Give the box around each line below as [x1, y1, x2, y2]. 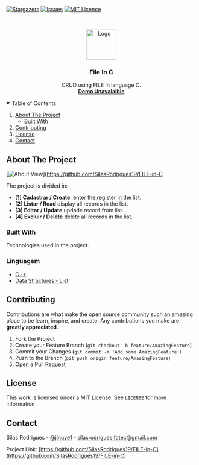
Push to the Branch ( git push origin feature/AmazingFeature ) [14, 354, 171, 361]
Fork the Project [14, 335, 55, 342]
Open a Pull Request [14, 361, 66, 368]
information [6, 400, 35, 408]
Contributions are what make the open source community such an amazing [6, 311, 193, 318]
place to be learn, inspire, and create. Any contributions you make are [6, 317, 180, 324]
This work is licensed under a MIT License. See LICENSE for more [6, 394, 167, 401]
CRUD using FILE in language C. [61, 81, 142, 89]
